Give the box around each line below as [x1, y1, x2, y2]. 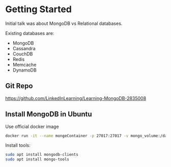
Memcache [12, 61, 37, 68]
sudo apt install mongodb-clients [5, 152, 79, 157]
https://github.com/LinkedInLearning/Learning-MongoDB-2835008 [5, 95, 147, 101]
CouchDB [12, 51, 33, 57]
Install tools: [5, 142, 31, 148]
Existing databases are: [5, 30, 54, 36]
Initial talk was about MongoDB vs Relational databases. [5, 20, 123, 26]
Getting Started [5, 4, 72, 15]
